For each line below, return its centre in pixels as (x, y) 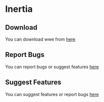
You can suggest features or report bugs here (52, 94)
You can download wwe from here (40, 39)
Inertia (19, 9)
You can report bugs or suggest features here (52, 67)
